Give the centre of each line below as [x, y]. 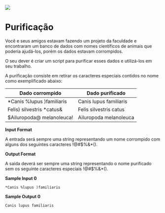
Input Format [18, 129]
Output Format [20, 154]
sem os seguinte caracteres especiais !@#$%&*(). [57, 169]
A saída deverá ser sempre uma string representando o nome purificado [78, 163]
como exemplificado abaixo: [34, 81]
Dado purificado [106, 93]
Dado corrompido [40, 93]
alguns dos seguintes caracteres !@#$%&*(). [51, 144]
